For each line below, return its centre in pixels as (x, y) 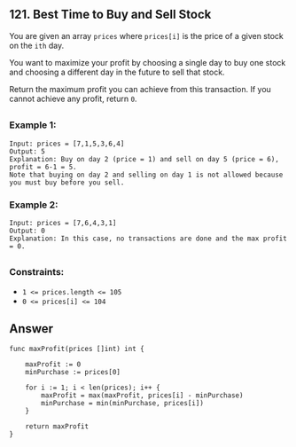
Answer (31, 329)
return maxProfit (57, 427)
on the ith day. (37, 45)
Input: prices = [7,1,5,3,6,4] (67, 144)
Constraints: (37, 272)
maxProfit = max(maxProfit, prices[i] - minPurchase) (142, 396)
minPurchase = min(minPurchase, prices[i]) (122, 404)
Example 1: (33, 125)
